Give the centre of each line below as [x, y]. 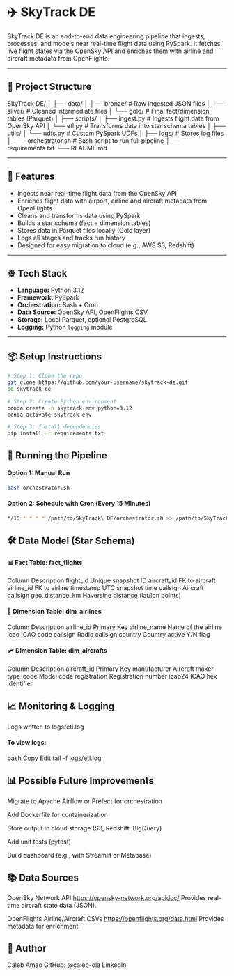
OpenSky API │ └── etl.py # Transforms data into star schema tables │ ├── [117, 125]
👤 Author [27, 948]
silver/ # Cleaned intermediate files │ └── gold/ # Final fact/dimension [109, 111]
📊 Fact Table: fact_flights [45, 562]
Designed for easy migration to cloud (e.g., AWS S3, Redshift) [106, 245]
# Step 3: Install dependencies [54, 427]
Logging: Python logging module [65, 327]
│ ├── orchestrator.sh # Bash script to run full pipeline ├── [93, 140]
